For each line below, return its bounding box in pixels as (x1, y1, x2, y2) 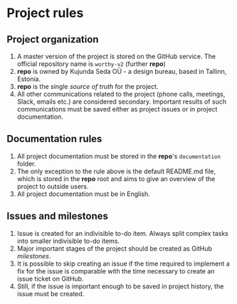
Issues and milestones (6, 210, 108, 222)
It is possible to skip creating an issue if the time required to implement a (16, 259, 231, 268)
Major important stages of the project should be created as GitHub (16, 244, 213, 253)
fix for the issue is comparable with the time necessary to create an (16, 266, 215, 275)
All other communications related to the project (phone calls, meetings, (16, 90, 226, 98)
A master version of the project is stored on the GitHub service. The (16, 52, 216, 60)
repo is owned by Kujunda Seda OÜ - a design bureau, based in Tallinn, (16, 67, 227, 75)
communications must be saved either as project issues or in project (16, 105, 218, 113)
